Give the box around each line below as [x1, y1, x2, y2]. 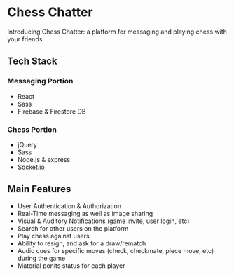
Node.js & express [17, 155, 71, 163]
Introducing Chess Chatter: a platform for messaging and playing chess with [7, 27, 228, 36]
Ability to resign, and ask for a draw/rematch [17, 239, 146, 248]
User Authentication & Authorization [17, 201, 121, 210]
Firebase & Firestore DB [17, 107, 86, 116]
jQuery [17, 140, 37, 149]
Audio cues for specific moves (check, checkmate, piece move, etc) [17, 246, 214, 255]
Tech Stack [7, 55, 57, 67]
